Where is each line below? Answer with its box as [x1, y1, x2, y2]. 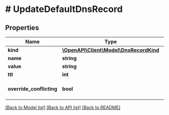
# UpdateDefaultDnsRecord [5, 3, 123, 15]
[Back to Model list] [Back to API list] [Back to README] [5, 104, 121, 110]
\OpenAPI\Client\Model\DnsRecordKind [62, 46, 159, 53]
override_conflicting [8, 85, 58, 92]
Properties [5, 23, 39, 32]
